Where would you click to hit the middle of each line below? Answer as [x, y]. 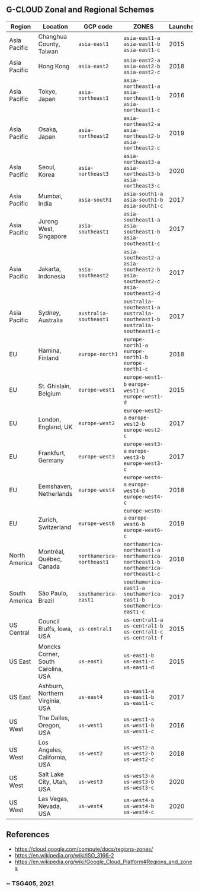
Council [49, 621]
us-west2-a [139, 747]
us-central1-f [143, 637]
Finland [49, 357]
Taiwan [48, 51]
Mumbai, [50, 196]
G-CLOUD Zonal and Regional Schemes [80, 10]
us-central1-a [143, 620]
